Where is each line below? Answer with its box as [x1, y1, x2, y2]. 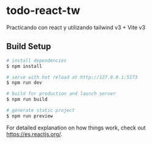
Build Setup [6, 41, 51, 52]
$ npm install [6, 63, 43, 69]
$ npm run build [6, 97, 48, 103]
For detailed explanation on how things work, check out [6, 124, 146, 131]
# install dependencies [6, 57, 67, 64]
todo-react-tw [6, 4, 81, 18]
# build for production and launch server [6, 91, 116, 97]
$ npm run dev [6, 80, 43, 86]
